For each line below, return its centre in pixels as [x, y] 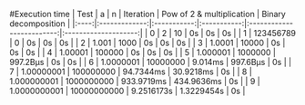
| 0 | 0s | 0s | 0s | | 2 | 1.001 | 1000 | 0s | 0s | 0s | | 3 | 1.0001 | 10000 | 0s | [147, 43]
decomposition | [40, 24]
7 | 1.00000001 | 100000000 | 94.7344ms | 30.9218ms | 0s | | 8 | [131, 72]
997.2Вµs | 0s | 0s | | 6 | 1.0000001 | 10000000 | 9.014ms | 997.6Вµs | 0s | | [151, 62]
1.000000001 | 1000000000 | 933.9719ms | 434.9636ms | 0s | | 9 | [135, 81]
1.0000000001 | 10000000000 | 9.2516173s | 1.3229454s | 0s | [127, 91]
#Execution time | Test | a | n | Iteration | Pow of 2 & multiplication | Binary [148, 14]
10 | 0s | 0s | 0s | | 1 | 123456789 [234, 33]
